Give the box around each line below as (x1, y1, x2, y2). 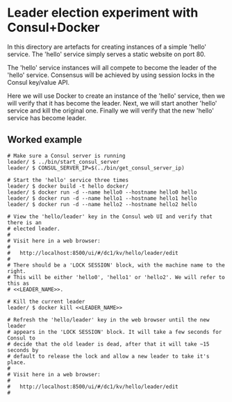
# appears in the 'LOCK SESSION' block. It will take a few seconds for (7, 328, 222, 335)
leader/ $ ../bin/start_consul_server (7, 158, 119, 165)
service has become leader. (7, 113, 87, 122)
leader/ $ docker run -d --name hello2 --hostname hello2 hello (7, 201, 197, 208)
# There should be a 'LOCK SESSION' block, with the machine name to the (7, 262, 226, 269)
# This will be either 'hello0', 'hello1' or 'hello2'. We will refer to (7, 274, 226, 280)
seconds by (7, 346, 39, 353)
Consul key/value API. (7, 78, 70, 86)
